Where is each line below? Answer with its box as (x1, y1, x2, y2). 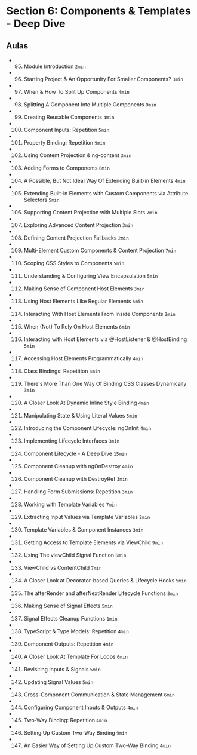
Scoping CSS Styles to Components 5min (23, 260, 125, 266)
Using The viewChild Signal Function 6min (23, 551, 127, 558)
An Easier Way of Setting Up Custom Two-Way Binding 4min (23, 742, 171, 749)
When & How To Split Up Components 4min (23, 88, 130, 95)
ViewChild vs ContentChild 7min (23, 564, 102, 571)
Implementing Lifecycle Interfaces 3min (23, 437, 120, 444)
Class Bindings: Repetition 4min (23, 367, 100, 375)
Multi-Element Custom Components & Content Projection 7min (23, 247, 177, 254)
